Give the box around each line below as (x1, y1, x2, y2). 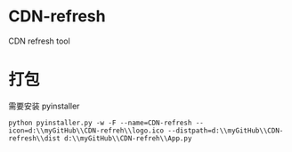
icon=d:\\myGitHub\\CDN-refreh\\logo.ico (8, 126, 165, 135)
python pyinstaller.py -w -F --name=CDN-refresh (8, 118, 192, 127)
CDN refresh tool (8, 36, 70, 46)
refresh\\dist (8, 133, 61, 143)
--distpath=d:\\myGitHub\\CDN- (167, 126, 284, 135)
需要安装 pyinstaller (8, 100, 80, 111)
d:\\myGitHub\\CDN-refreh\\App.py (64, 133, 192, 143)
